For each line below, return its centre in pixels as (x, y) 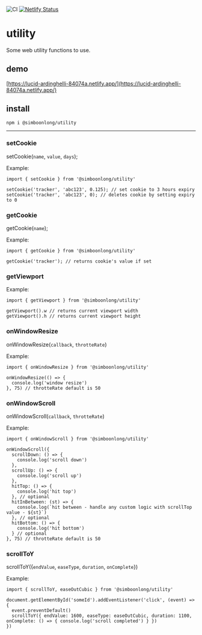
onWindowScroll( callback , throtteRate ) (56, 416)
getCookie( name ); (27, 228)
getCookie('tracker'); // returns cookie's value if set (79, 261)
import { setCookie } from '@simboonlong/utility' (71, 179)
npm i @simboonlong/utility (41, 123)
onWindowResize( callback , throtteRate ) (57, 344)
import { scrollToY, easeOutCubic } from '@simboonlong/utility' (90, 590)
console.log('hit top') (47, 492)
